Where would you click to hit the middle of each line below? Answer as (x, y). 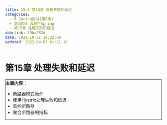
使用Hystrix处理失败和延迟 (40, 100)
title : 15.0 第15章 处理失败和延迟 (39, 10)
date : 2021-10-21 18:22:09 (33, 38)
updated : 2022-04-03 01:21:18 (37, 42)
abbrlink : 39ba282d (25, 33)
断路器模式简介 (28, 94)
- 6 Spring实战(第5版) (32, 19)
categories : (17, 14)
